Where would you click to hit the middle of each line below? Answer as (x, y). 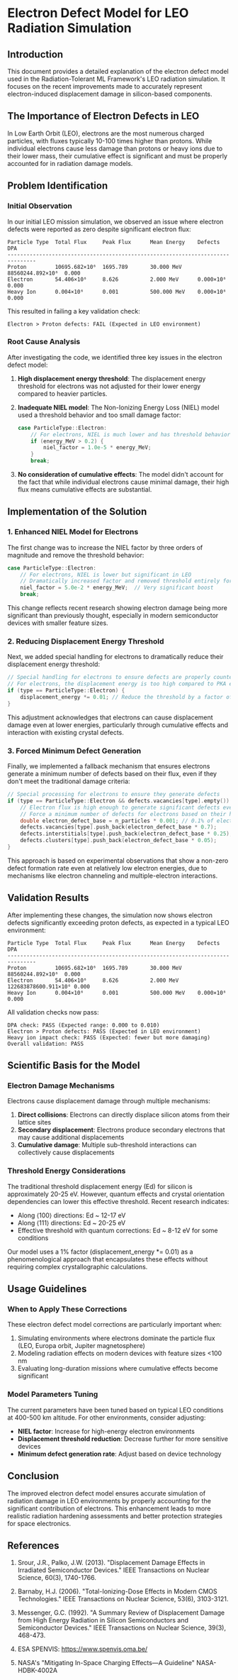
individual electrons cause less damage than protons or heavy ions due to (115, 148)
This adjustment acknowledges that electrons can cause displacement (110, 717)
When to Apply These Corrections (67, 1309)
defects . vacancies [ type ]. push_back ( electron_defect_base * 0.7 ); (119, 827)
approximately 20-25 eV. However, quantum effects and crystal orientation (116, 1194)
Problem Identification (58, 186)
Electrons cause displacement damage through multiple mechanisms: (109, 1101)
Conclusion (33, 1476)
